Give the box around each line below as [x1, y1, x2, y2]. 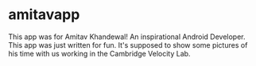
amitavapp [8, 6, 80, 24]
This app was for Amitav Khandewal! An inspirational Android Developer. [8, 32, 246, 41]
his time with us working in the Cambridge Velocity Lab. [8, 49, 191, 58]
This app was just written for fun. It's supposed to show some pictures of [8, 40, 248, 49]
